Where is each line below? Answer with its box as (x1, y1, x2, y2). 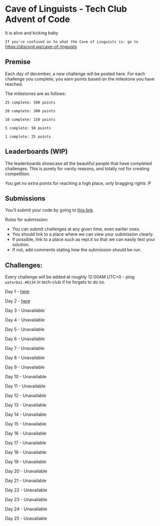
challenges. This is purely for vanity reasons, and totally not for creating (5, 165, 150, 171)
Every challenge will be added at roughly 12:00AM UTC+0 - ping (5, 274, 135, 280)
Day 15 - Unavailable (5, 421, 46, 427)
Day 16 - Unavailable (5, 430, 47, 436)
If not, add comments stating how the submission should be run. (12, 247, 141, 253)
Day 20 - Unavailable (5, 468, 48, 474)
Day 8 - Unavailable (5, 355, 45, 361)
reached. (5, 81, 23, 87)
